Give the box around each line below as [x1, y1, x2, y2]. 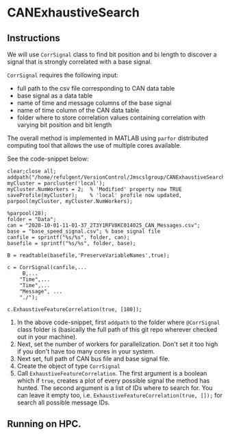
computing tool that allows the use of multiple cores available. [7, 141, 182, 149]
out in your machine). [16, 333, 77, 341]
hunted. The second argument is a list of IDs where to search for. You [16, 384, 214, 392]
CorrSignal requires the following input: [7, 71, 118, 79]
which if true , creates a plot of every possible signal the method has [16, 376, 210, 385]
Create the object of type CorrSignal [16, 362, 121, 370]
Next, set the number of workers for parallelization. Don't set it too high [16, 340, 218, 348]
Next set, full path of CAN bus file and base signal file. [16, 355, 170, 363]
